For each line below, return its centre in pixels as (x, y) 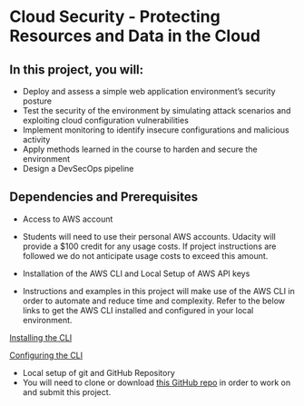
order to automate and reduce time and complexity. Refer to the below (154, 301)
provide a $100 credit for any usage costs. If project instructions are (149, 246)
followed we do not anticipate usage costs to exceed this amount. (145, 255)
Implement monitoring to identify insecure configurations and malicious (156, 130)
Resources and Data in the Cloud (135, 36)
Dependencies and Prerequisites (104, 197)
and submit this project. (67, 391)
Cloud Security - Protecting (115, 17)
